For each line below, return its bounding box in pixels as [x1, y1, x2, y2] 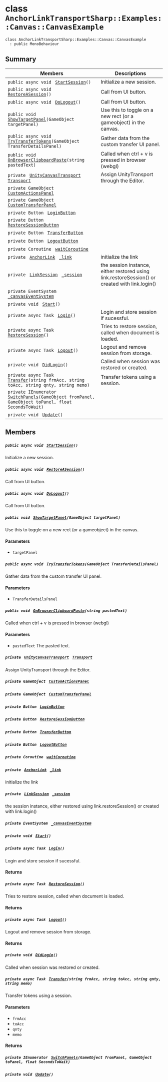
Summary [5, 55, 36, 64]
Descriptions [114, 70, 146, 77]
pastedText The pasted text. [12, 642, 70, 648]
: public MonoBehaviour [9, 41, 59, 47]
